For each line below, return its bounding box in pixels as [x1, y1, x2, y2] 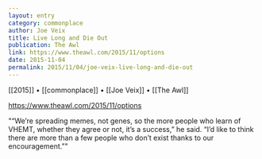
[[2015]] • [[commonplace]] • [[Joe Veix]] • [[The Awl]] [8, 85, 189, 95]
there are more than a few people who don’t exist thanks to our [8, 133, 214, 142]
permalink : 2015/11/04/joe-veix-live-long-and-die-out [8, 64, 194, 72]
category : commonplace [8, 19, 83, 27]
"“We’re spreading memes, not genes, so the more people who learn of [8, 116, 241, 126]
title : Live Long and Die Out [8, 33, 109, 42]
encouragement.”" [8, 141, 69, 151]
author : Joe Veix [8, 26, 66, 34]
